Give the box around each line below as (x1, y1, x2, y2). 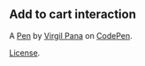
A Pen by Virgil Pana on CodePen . (9, 30, 133, 40)
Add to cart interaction (9, 7, 137, 22)
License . (9, 48, 41, 58)
